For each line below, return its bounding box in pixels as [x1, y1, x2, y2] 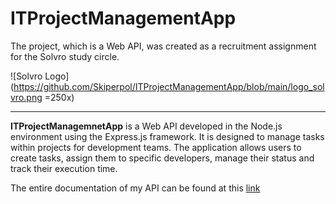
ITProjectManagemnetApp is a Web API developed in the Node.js [10, 120, 283, 132]
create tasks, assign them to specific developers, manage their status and [10, 152, 315, 164]
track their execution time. [10, 162, 118, 174]
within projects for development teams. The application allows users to [10, 141, 302, 153]
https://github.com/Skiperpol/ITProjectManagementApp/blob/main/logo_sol [13, 80, 325, 92]
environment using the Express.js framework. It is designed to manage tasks [10, 130, 325, 142]
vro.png [10, 91, 43, 103]
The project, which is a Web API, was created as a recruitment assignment [10, 40, 317, 52]
